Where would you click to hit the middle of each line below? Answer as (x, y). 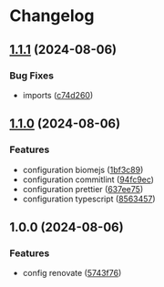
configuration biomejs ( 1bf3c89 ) (83, 169)
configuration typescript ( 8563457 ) (89, 199)
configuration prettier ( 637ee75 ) (83, 189)
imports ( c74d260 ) (58, 95)
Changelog (52, 16)
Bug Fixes (32, 76)
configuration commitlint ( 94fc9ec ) (88, 179)
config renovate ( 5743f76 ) (72, 273)
